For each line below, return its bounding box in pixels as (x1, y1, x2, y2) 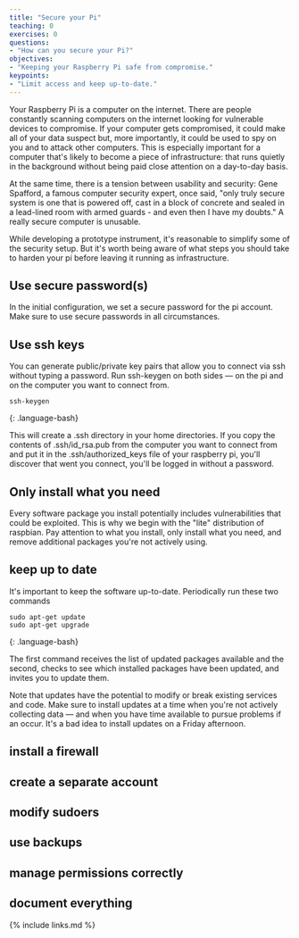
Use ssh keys (9, 336, 85, 353)
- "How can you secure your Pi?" (9, 46, 134, 55)
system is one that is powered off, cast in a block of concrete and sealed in (9, 197, 286, 208)
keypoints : (9, 71, 50, 80)
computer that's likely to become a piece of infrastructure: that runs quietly (9, 151, 286, 162)
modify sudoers (9, 805, 100, 820)
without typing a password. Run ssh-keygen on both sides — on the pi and (9, 370, 284, 381)
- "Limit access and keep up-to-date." (9, 79, 158, 88)
